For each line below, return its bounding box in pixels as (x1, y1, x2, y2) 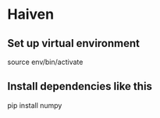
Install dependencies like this (7, 80, 153, 93)
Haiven (7, 5, 55, 23)
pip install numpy (7, 100, 62, 110)
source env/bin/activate (7, 57, 84, 66)
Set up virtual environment (7, 37, 140, 50)
